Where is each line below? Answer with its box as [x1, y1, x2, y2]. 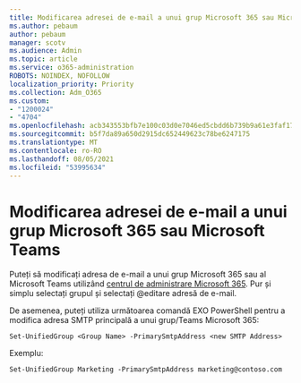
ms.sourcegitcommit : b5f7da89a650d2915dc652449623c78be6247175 [9, 130, 251, 139]
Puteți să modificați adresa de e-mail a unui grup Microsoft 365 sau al [9, 269, 267, 280]
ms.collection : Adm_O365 [9, 88, 102, 97]
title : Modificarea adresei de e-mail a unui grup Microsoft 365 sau [9, 13, 275, 22]
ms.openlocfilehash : [9, 122, 87, 131]
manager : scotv [9, 38, 66, 47]
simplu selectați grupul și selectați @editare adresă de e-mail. [9, 288, 237, 299]
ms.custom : [9, 96, 50, 106]
